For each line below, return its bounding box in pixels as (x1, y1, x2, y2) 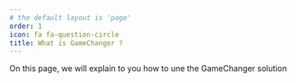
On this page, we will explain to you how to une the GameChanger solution (9, 63, 288, 74)
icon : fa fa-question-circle (9, 30, 119, 39)
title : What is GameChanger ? (9, 38, 124, 48)
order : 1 (9, 22, 43, 31)
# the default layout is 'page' (9, 13, 131, 23)
